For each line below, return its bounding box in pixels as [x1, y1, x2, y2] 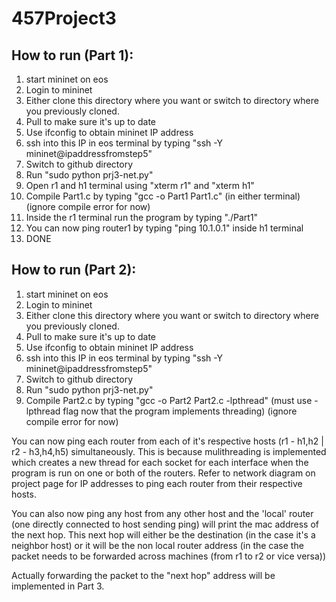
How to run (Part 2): [11, 262, 137, 279]
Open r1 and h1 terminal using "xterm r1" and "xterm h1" [25, 180, 255, 191]
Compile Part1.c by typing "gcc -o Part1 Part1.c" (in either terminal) [25, 190, 301, 202]
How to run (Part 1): [11, 47, 134, 64]
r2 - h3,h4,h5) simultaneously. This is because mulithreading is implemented [11, 445, 327, 457]
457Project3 [11, 7, 117, 30]
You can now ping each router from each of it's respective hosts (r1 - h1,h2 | [11, 435, 324, 447]
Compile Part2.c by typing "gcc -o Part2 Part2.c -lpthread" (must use [25, 394, 313, 406]
